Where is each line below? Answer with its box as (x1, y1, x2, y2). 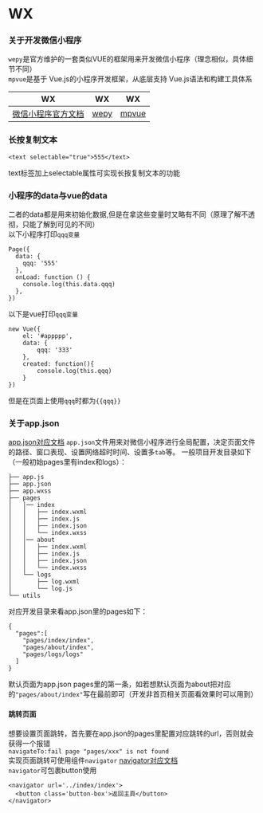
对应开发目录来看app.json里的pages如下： (8, 607, 148, 616)
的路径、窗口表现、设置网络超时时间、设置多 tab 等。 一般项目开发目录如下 (8, 447, 252, 457)
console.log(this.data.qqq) (22, 281, 116, 289)
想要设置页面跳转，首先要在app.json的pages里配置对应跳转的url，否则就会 (8, 729, 254, 738)
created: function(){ (22, 360, 94, 368)
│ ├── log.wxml (8, 578, 80, 586)
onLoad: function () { (15, 273, 91, 281)
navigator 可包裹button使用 (8, 765, 97, 775)
